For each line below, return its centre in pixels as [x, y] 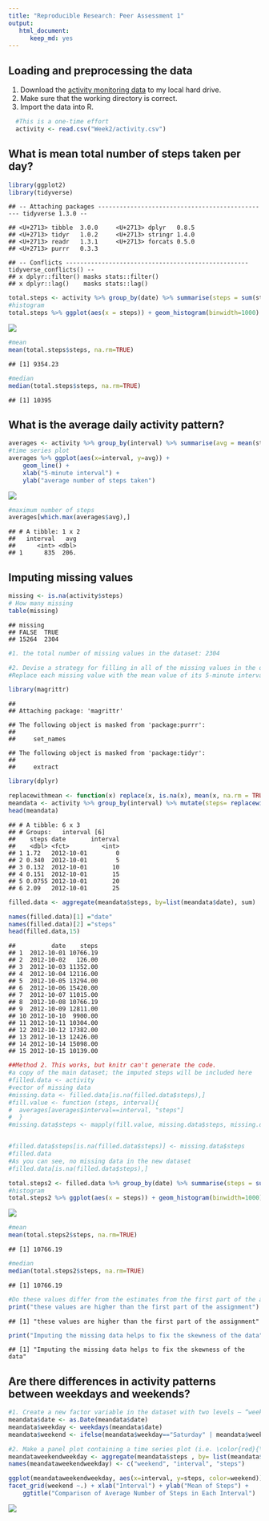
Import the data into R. [57, 107]
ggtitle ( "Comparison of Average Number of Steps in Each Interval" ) [139, 1494]
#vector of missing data [50, 1087]
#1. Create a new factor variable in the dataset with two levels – [125, 1412]
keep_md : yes [51, 38]
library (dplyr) [34, 781]
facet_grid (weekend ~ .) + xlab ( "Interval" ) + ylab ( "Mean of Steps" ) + [128, 1486]
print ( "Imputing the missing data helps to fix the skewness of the [125, 1335]
